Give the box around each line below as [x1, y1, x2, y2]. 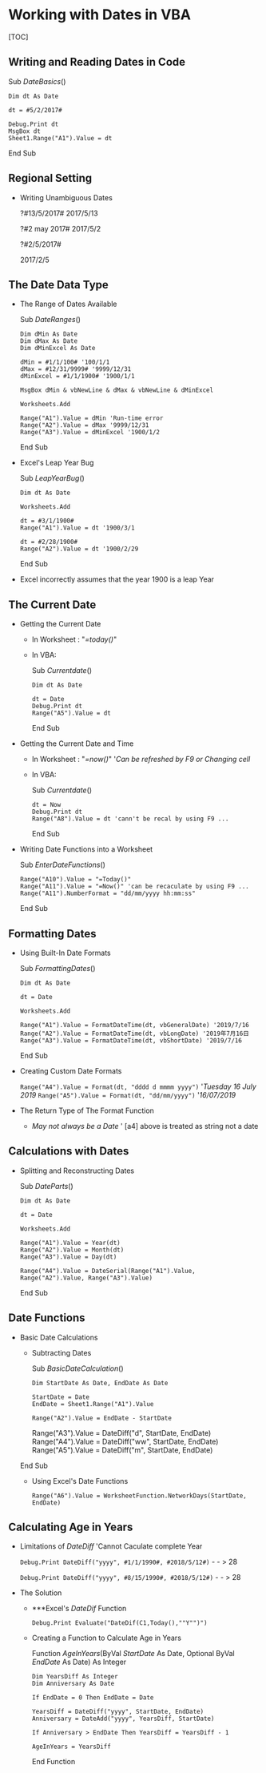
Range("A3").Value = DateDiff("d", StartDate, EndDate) [31, 1428, 212, 1437]
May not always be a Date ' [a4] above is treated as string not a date [31, 1122, 259, 1130]
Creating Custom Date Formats [19, 1066, 122, 1075]
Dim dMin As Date [19, 330, 78, 338]
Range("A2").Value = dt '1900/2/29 [19, 545, 139, 554]
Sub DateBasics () [8, 76, 66, 86]
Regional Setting [8, 171, 93, 185]
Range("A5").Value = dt [31, 709, 112, 718]
